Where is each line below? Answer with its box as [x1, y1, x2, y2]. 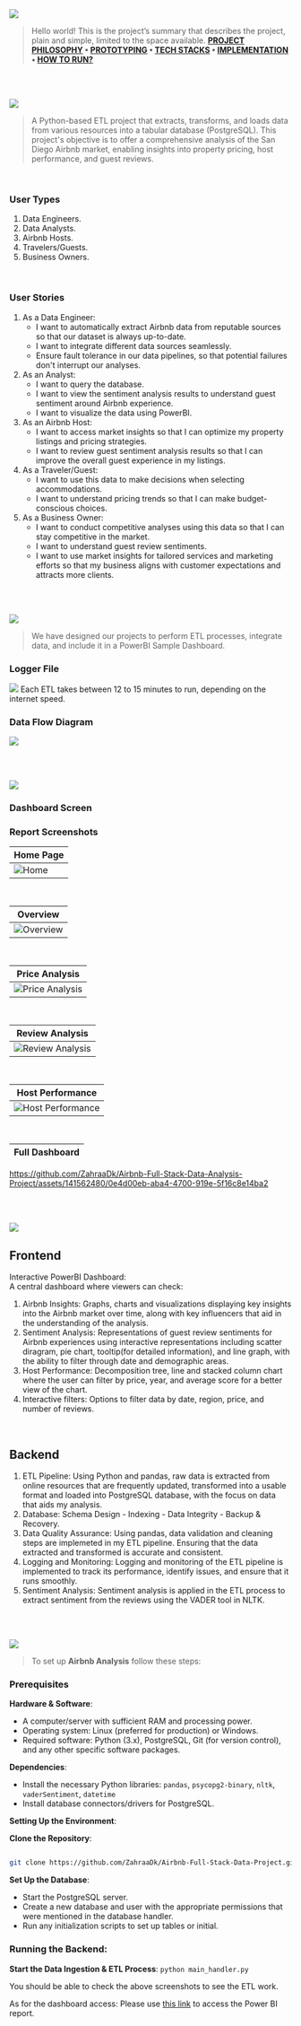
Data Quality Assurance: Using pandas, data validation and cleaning [21, 1528, 273, 1539]
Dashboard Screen [9, 802, 92, 815]
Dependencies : [9, 1762, 67, 1773]
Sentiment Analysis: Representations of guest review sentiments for [21, 1327, 273, 1338]
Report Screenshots [9, 825, 99, 838]
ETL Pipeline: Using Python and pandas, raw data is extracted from [21, 1471, 271, 1481]
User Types [9, 193, 61, 205]
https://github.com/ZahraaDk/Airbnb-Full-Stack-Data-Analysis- [9, 1168, 244, 1179]
